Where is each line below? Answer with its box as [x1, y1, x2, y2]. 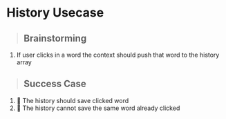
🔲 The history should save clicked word [16, 96, 129, 104]
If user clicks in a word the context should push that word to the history [16, 51, 220, 59]
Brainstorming [23, 33, 87, 44]
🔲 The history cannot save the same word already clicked [16, 104, 180, 112]
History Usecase [6, 5, 104, 21]
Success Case [23, 78, 87, 90]
